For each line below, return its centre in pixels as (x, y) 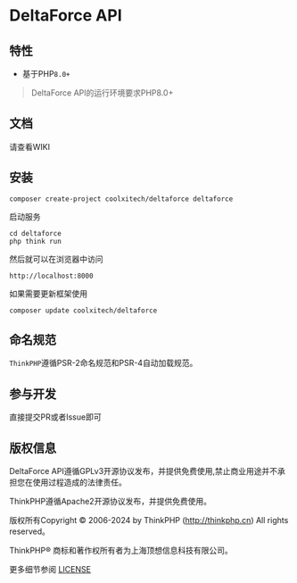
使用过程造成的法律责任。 (79, 482)
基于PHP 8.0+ (46, 74)
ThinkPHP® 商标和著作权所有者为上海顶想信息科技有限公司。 (121, 551)
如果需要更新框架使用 (48, 293)
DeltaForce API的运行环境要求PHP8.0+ (102, 93)
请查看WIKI (30, 146)
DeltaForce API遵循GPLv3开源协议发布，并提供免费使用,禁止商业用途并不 (144, 471)
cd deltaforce (36, 233)
